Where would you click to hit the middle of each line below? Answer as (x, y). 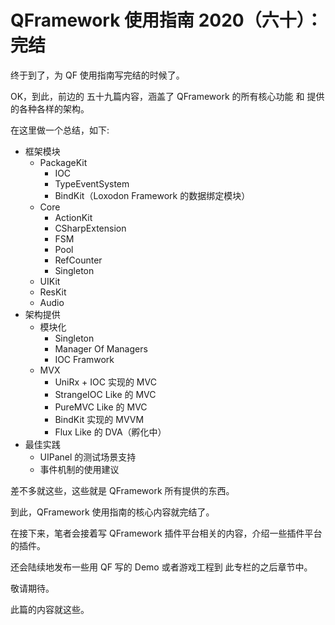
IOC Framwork (84, 359)
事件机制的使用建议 (79, 469)
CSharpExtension (90, 228)
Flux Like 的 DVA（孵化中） (110, 432)
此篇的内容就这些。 (50, 609)
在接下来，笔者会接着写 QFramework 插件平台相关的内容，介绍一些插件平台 (166, 533)
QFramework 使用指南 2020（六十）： (166, 20)
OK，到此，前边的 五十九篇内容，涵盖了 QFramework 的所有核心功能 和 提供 (167, 96)
